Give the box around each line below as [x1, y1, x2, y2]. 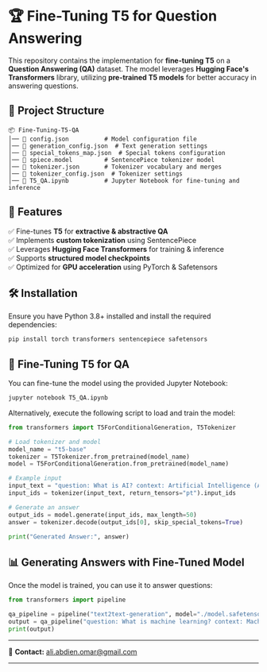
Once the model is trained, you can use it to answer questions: [8, 581, 213, 590]
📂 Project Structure [8, 104, 105, 118]
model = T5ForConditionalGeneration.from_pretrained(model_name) [8, 460, 229, 468]
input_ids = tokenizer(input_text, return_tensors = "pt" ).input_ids [8, 489, 237, 497]
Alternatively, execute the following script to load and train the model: [8, 407, 236, 418]
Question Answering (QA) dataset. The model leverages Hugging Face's [8, 64, 249, 73]
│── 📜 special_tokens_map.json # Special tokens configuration [8, 149, 226, 156]
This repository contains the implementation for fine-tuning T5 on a [8, 56, 230, 65]
